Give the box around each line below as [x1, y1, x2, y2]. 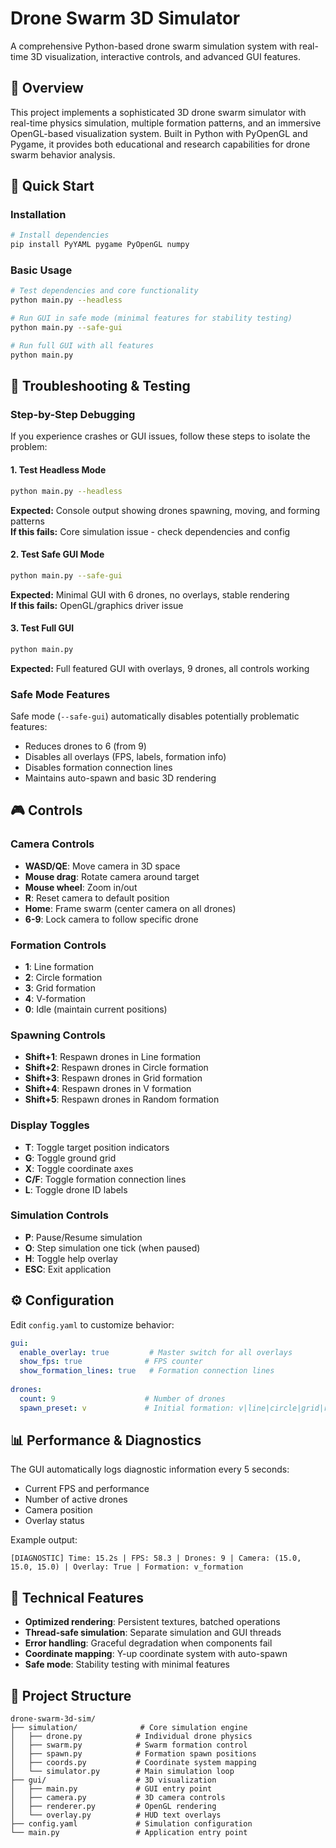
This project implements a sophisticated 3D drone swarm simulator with [10, 106, 307, 118]
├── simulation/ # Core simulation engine [10, 1723, 248, 1733]
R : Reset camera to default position [24, 892, 170, 904]
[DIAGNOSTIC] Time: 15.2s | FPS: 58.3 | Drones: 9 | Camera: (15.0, [10, 1553, 302, 1564]
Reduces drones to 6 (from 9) [24, 740, 147, 752]
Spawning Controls [10, 1028, 106, 1042]
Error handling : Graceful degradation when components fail [24, 1637, 273, 1649]
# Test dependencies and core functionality [10, 286, 199, 296]
